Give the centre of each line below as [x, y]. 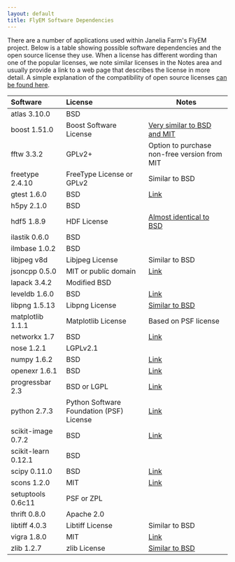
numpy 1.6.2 [32, 359]
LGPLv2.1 [82, 348]
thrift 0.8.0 [28, 514]
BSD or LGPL [87, 387]
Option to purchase [180, 145]
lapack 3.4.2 [31, 282]
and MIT [162, 134]
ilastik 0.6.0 [30, 237]
